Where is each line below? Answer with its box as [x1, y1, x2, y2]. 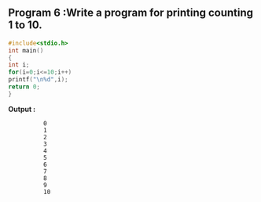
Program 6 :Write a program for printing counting [8, 6, 254, 20]
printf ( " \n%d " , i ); [8, 76, 68, 84]
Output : [8, 104, 36, 114]
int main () [8, 46, 44, 54]
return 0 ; [8, 83, 41, 91]
